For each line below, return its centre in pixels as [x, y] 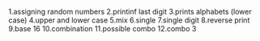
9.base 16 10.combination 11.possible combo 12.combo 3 [102, 29]
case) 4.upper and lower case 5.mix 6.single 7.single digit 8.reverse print [129, 20]
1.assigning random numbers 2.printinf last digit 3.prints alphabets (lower [130, 12]
